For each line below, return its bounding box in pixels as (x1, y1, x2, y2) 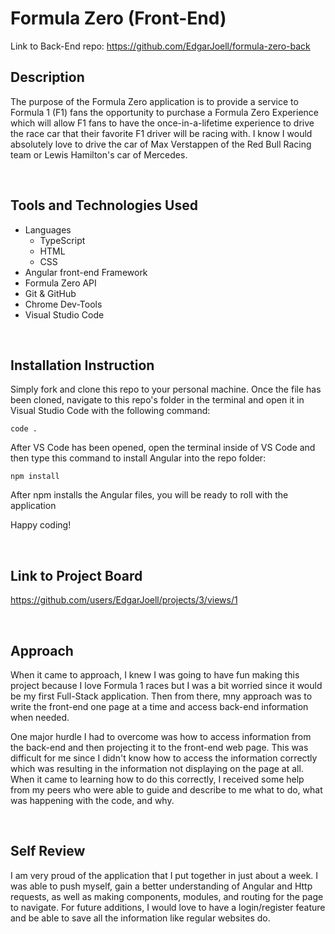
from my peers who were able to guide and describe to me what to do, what (10, 784, 323, 796)
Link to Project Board (10, 567, 143, 584)
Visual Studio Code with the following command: (10, 405, 211, 417)
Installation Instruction (10, 357, 155, 374)
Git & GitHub (24, 287, 77, 299)
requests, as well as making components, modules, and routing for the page (10, 890, 324, 902)
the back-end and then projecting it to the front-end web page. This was (10, 742, 309, 753)
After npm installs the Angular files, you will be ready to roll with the (10, 489, 289, 501)
